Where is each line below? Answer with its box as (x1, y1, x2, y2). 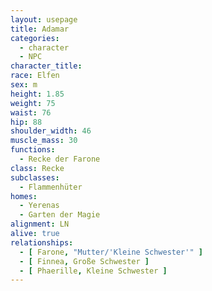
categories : (10, 33, 60, 43)
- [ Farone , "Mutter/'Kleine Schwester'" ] (19, 247, 203, 257)
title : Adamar (10, 24, 70, 34)
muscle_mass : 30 (10, 136, 78, 146)
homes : (10, 191, 38, 201)
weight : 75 (10, 98, 56, 108)
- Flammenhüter (19, 182, 83, 192)
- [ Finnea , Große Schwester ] (19, 256, 150, 266)
